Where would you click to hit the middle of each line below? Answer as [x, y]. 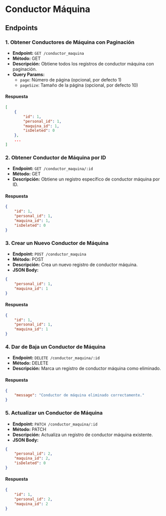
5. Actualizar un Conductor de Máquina [54, 413]
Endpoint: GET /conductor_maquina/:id [53, 168]
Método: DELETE [30, 363]
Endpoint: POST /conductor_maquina [49, 254]
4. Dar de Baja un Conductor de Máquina [55, 347]
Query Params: [29, 74]
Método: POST [28, 259]
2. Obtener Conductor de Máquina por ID [56, 157]
